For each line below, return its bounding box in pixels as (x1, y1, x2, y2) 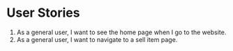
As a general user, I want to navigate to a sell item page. (16, 35, 178, 43)
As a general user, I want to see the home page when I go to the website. (16, 28, 227, 36)
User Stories (6, 5, 80, 21)
